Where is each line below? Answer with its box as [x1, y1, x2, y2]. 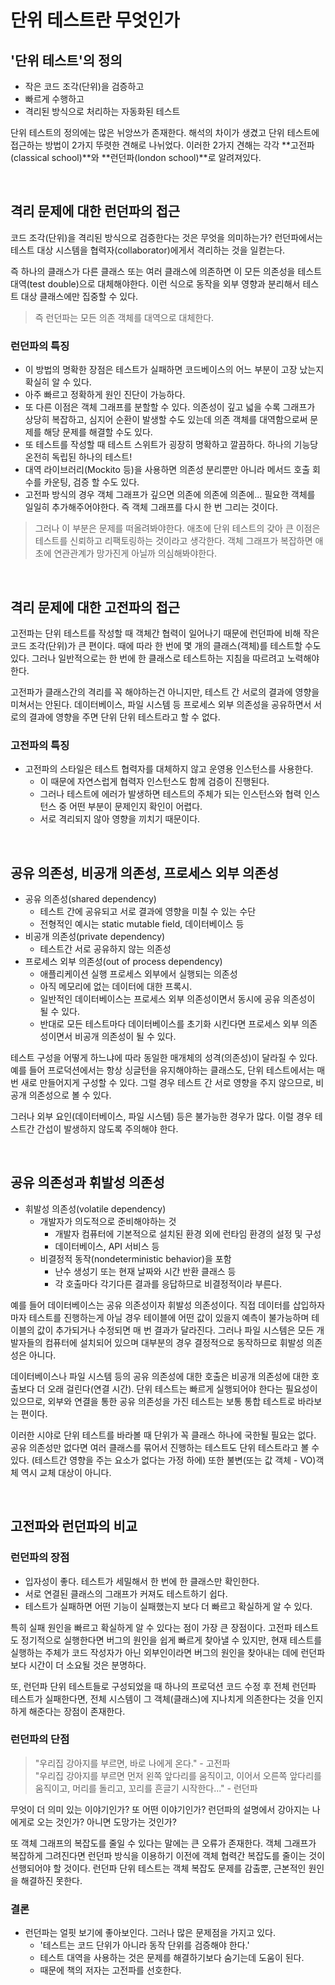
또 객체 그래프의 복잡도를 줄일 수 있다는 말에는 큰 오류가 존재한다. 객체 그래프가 [10, 1837, 317, 1849]
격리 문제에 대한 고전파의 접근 [10, 599, 181, 616]
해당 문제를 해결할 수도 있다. [43, 426, 153, 438]
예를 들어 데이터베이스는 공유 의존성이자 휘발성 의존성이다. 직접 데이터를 [10, 1299, 291, 1311]
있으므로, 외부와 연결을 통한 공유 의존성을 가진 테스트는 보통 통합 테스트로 [10, 1395, 296, 1407]
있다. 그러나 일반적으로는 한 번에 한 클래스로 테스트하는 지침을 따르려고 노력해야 [10, 652, 320, 664]
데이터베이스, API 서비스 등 [54, 1240, 160, 1252]
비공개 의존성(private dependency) [24, 931, 166, 943]
